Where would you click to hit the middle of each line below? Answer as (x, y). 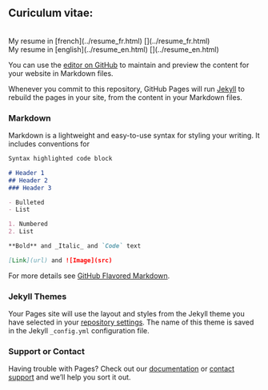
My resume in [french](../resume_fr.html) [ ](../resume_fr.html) (109, 41)
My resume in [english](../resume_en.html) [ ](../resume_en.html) (114, 49)
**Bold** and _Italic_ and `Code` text (75, 246)
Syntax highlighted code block (60, 159)
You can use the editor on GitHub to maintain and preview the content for (129, 65)
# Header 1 (26, 173)
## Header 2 (28, 180)
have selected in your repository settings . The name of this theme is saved (131, 322)
